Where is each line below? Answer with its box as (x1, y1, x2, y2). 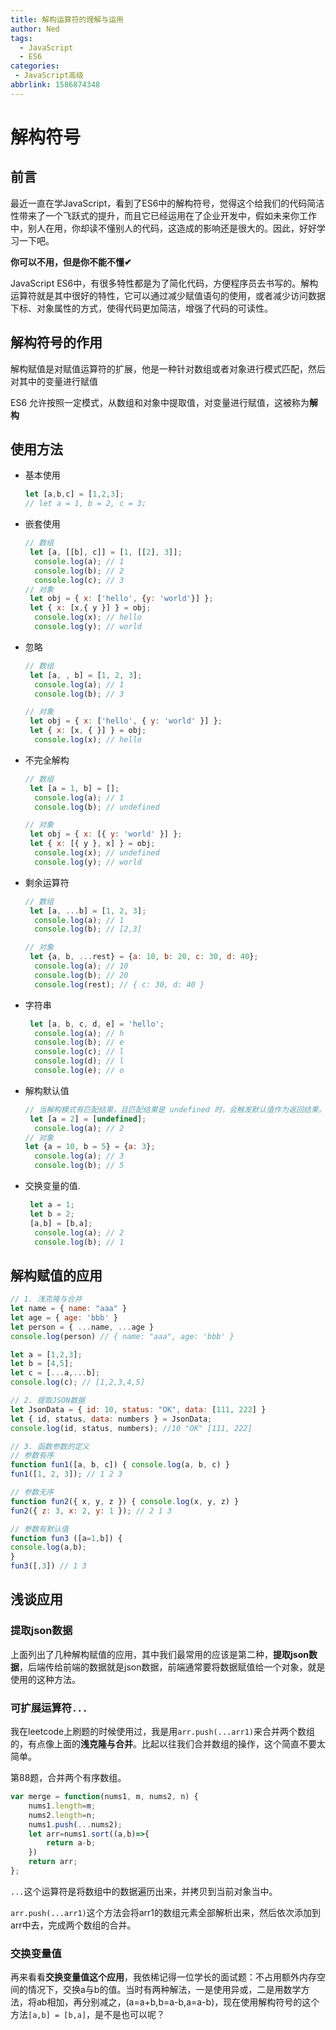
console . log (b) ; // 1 (34, 1237, 125, 1247)
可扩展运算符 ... (10, 1701, 88, 1715)
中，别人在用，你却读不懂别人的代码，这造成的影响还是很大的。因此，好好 (10, 222, 317, 234)
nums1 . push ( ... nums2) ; (28, 1819, 123, 1830)
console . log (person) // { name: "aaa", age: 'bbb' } (10, 1331, 235, 1341)
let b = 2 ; (29, 1209, 75, 1219)
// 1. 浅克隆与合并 (10, 1294, 83, 1305)
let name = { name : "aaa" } (10, 1304, 128, 1314)
